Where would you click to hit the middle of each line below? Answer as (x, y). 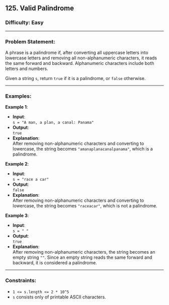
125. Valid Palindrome (40, 8)
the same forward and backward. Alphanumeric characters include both (80, 63)
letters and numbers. (27, 68)
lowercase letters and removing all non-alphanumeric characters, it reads (81, 58)
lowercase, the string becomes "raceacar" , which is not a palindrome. (85, 206)
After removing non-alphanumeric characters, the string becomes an (84, 252)
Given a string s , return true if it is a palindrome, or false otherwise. (75, 78)
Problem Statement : (30, 41)
